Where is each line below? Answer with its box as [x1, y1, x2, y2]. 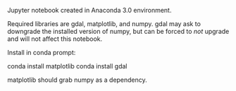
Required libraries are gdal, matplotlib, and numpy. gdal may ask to [7, 20, 201, 28]
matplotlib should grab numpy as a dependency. [7, 75, 148, 84]
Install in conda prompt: [7, 49, 76, 56]
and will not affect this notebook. [7, 35, 103, 43]
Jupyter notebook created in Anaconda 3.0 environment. [7, 6, 172, 14]
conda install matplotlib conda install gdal [7, 62, 128, 70]
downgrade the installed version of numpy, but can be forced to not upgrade [7, 28, 230, 35]
